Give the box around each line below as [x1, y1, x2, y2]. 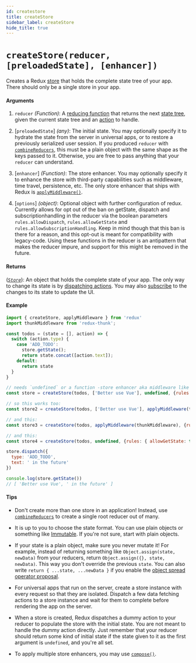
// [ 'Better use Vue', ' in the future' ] [6, 481, 114, 487]
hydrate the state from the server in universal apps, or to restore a [14, 134, 173, 141]
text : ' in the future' [11, 460, 69, 465]
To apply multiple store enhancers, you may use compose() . [14, 650, 156, 657]
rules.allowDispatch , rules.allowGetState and [14, 219, 128, 226]
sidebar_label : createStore [6, 19, 75, 25]
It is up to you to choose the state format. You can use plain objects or [14, 524, 184, 531]
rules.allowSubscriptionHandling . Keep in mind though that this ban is [14, 225, 185, 232]
